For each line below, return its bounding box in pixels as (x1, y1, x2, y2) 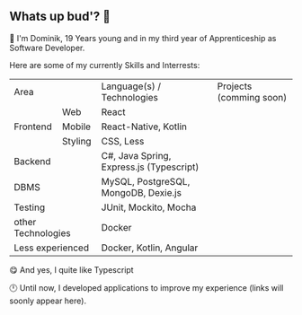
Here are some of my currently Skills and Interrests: (9, 59, 200, 70)
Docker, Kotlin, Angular (101, 241, 199, 254)
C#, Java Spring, (101, 149, 172, 162)
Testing (13, 201, 46, 214)
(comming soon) (217, 91, 288, 103)
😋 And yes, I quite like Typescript (9, 264, 134, 275)
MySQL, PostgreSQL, (101, 175, 191, 188)
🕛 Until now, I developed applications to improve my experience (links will (9, 282, 284, 293)
